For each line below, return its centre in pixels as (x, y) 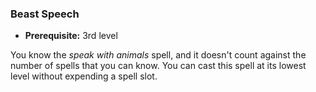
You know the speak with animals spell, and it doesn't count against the (158, 55)
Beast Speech (45, 14)
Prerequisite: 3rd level (71, 36)
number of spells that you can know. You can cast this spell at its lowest (158, 66)
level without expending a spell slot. (84, 76)
